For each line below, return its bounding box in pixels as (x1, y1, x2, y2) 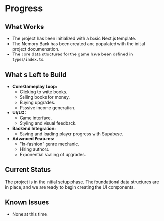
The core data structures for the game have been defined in (12, 51, 133, 57)
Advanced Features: (12, 136, 55, 141)
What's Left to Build (5, 71, 67, 79)
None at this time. (12, 211, 48, 217)
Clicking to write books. (19, 89, 68, 95)
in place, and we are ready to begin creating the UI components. (5, 184, 135, 190)
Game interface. (19, 115, 52, 121)
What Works (5, 23, 44, 31)
